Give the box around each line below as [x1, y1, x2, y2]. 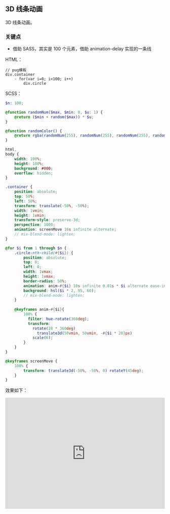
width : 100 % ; [14, 156, 42, 162]
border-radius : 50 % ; [23, 278, 67, 283]
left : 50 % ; [14, 199, 37, 204]
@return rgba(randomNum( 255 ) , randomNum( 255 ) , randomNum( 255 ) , [14, 133, 151, 138]
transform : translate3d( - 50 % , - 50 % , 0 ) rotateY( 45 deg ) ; [23, 368, 144, 373]
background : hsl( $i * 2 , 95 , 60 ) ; [23, 288, 96, 293]
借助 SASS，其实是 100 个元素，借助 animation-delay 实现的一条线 [12, 46, 152, 52]
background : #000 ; [14, 166, 53, 171]
